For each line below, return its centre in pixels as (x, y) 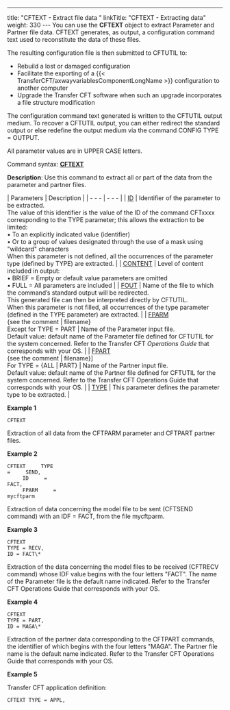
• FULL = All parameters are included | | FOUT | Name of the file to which (111, 285)
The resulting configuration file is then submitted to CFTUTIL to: (97, 53)
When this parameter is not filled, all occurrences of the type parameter (108, 307)
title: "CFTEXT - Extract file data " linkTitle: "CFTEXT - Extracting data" (107, 17)
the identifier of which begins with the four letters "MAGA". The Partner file (112, 646)
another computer (42, 88)
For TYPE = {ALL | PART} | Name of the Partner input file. (88, 365)
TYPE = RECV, (26, 548)
